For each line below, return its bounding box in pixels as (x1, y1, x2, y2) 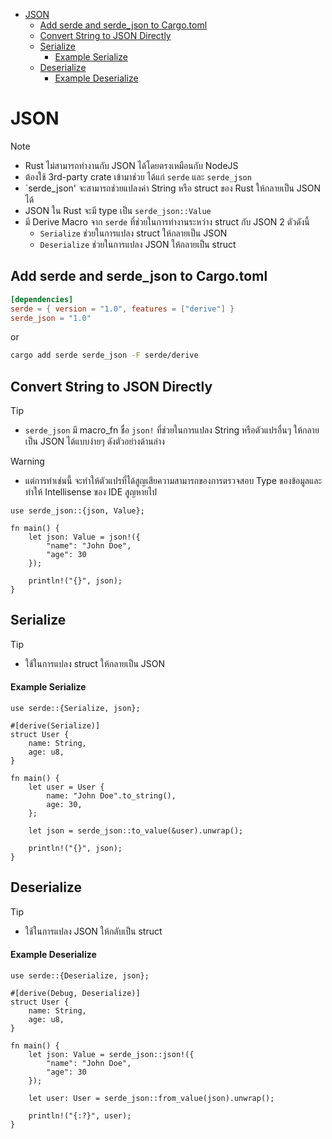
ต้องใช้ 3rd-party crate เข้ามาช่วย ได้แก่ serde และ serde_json (24, 170, 252, 183)
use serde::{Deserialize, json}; (10, 971, 150, 981)
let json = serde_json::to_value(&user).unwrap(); (28, 826, 244, 836)
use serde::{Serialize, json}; (10, 704, 141, 714)
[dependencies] (10, 294, 74, 304)
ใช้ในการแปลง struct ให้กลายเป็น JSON (24, 657, 166, 669)
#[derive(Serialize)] (10, 721, 101, 731)
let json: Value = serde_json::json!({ (28, 1050, 195, 1060)
